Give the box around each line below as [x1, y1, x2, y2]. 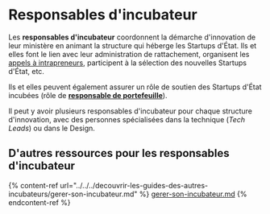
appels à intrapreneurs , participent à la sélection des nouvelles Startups [8, 58, 247, 68]
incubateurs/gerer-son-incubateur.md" [8, 189, 138, 199]
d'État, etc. [8, 66, 44, 76]
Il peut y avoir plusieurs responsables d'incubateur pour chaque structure [8, 106, 252, 116]
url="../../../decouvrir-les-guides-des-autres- [60, 180, 209, 190]
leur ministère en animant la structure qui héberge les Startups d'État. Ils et [8, 40, 257, 50]
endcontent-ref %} [8, 197, 71, 207]
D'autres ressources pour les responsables [8, 146, 230, 160]
